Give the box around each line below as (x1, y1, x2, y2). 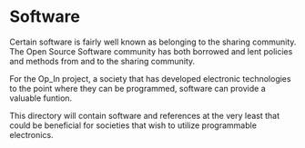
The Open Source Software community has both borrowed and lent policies (9, 45, 293, 56)
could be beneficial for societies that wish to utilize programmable (9, 120, 258, 131)
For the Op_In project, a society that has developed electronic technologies (9, 73, 291, 84)
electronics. (9, 129, 54, 140)
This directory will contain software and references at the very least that (9, 110, 280, 121)
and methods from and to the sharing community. (9, 55, 196, 66)
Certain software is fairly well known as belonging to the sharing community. (9, 36, 297, 47)
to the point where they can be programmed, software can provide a (9, 83, 266, 94)
